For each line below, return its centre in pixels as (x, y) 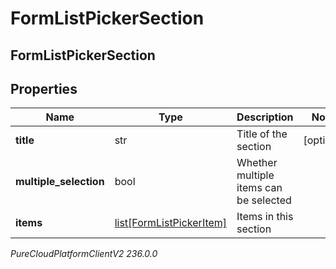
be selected (264, 200)
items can (259, 188)
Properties (44, 88)
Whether (257, 163)
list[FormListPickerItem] (171, 223)
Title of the (262, 134)
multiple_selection (60, 182)
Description (265, 117)
